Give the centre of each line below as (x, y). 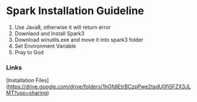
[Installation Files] (27, 80)
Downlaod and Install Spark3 (49, 33)
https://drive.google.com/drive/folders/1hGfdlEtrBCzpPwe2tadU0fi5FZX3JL (99, 87)
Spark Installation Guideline (75, 11)
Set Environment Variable (45, 46)
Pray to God (29, 52)
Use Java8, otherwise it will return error (63, 27)
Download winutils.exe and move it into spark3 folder (79, 40)
